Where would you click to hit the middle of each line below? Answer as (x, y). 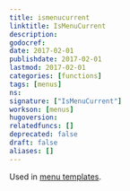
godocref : (28, 43)
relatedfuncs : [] (42, 126)
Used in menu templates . (55, 177)
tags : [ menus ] (36, 84)
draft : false (34, 143)
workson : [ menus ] (42, 109)
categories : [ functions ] (56, 76)
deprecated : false (43, 135)
